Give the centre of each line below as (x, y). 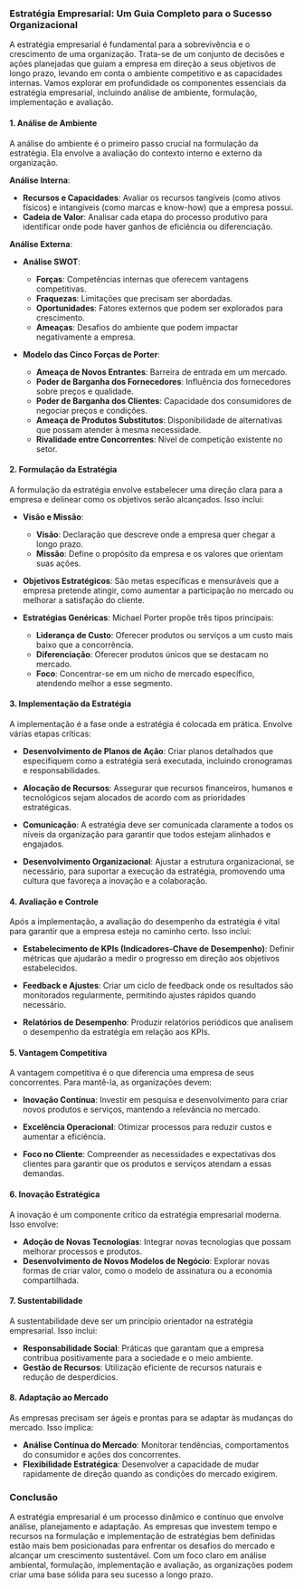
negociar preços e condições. (91, 410)
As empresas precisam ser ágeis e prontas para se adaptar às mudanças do (152, 1417)
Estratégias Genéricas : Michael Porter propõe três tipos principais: (148, 617)
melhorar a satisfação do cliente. (83, 599)
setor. (47, 449)
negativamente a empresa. (85, 337)
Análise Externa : (41, 244)
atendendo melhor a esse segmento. (104, 683)
